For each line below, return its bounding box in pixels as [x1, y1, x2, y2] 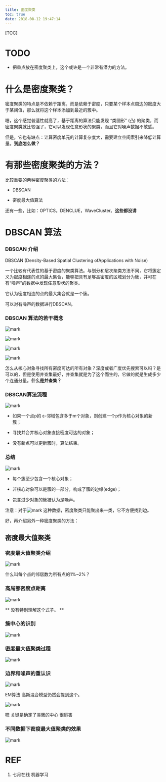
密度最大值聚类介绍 [5, 549, 51, 556]
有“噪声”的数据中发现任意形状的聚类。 [5, 280, 83, 286]
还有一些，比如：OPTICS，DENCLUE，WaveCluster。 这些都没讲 [5, 208, 137, 213]
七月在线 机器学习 [12, 771, 48, 778]
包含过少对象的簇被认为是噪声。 [12, 496, 78, 503]
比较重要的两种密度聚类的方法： [5, 177, 70, 183]
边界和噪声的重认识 [5, 670, 51, 677]
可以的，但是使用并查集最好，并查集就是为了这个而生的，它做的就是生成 [5, 371, 152, 377]
